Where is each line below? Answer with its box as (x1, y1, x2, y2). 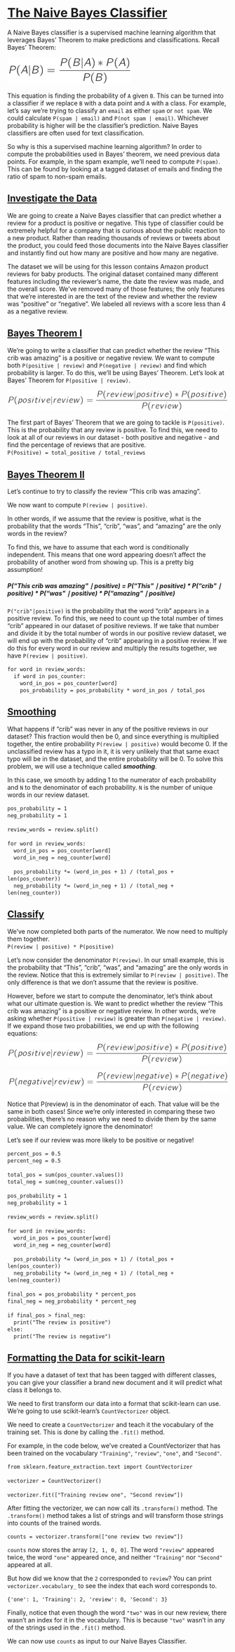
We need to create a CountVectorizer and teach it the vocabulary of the (7, 1420, 214, 1429)
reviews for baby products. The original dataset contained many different (7, 269, 219, 278)
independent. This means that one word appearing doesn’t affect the (7, 550, 206, 559)
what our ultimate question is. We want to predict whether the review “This (7, 999, 223, 1008)
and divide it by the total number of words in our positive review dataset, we (7, 629, 227, 637)
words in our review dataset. (7, 791, 90, 799)
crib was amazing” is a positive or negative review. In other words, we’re (7, 1006, 216, 1015)
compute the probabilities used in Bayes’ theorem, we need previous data (7, 150, 220, 158)
